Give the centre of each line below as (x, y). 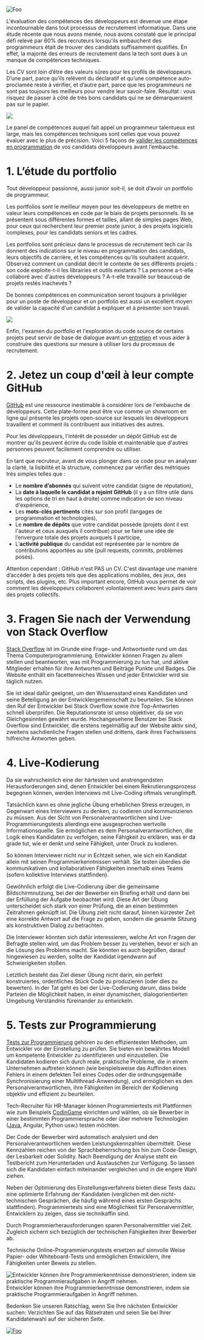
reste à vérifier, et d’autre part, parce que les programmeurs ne (113, 85)
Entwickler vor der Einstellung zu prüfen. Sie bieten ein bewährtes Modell (98, 1048)
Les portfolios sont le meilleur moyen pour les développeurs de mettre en (98, 206)
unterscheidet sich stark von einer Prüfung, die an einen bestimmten (92, 906)
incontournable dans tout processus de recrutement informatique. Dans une (101, 28)
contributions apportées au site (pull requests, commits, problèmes (99, 550)
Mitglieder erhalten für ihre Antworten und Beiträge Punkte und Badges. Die (101, 668)
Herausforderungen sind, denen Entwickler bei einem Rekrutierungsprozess (101, 786)
